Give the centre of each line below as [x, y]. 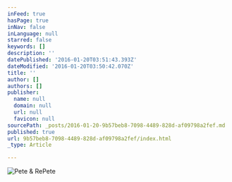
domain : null [33, 106]
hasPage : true [28, 20]
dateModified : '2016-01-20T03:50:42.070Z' [71, 66]
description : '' [31, 54]
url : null [28, 112]
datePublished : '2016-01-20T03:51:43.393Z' [72, 60]
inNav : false [26, 27]
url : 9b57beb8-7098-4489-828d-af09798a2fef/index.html [90, 138]
